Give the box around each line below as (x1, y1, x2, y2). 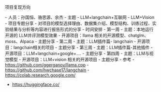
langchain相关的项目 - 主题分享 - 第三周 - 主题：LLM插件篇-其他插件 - (13, 45, 153, 50)
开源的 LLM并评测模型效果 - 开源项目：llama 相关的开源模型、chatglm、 (5, 33, 149, 38)
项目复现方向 (5, 4, 30, 10)
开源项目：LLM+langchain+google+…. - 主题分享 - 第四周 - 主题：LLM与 (5, 51, 150, 56)
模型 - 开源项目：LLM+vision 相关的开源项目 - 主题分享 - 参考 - (9, 57, 134, 62)
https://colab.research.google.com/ (5, 72, 76, 78)
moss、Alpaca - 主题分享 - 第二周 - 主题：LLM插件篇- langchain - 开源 (5, 39, 146, 44)
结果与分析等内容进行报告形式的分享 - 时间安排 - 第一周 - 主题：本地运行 (9, 26, 154, 32)
